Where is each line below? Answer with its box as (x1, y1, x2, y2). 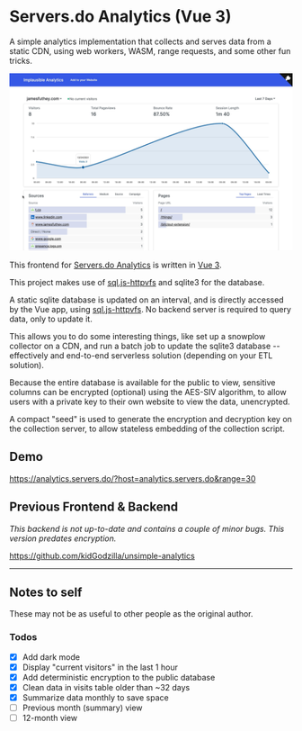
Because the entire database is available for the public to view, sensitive (9, 376, 276, 388)
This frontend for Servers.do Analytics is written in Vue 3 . (9, 259, 222, 270)
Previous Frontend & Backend (9, 500, 178, 515)
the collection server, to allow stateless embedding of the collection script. (9, 423, 285, 434)
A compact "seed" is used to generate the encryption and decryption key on (9, 413, 292, 424)
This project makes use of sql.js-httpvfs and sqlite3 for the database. (9, 276, 265, 287)
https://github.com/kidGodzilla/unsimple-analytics (9, 550, 195, 561)
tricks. (9, 55, 33, 66)
